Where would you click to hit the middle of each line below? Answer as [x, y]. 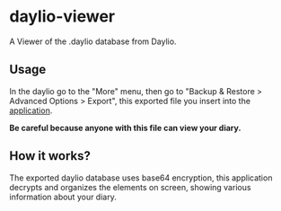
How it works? [50, 156]
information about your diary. [63, 197]
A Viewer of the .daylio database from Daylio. [93, 41]
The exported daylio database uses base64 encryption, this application [141, 178]
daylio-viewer [62, 17]
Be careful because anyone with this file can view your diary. [125, 127]
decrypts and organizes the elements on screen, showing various [130, 187]
